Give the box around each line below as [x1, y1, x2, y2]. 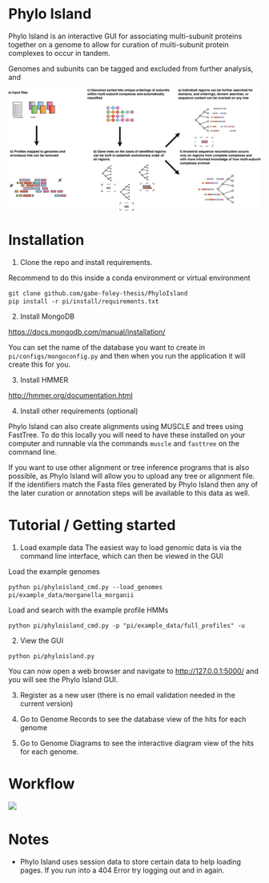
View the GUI [19, 636, 64, 645]
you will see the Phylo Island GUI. [8, 675, 118, 684]
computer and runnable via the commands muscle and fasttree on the [8, 439, 240, 448]
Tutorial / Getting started [8, 516, 176, 535]
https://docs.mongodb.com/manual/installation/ [8, 327, 166, 337]
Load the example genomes [8, 567, 100, 576]
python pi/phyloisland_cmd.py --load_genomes [8, 584, 163, 592]
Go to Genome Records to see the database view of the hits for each [19, 714, 247, 724]
